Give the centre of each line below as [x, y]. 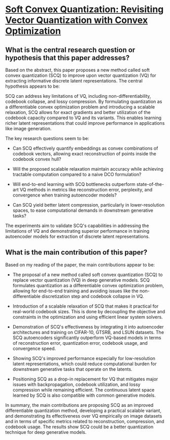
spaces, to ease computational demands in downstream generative [83, 210]
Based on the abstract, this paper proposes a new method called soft [77, 70]
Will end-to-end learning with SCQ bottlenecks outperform [74, 184]
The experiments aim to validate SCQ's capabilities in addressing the [77, 226]
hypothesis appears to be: [32, 86]
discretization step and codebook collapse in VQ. [93, 296]
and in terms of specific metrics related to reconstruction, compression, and [85, 421]
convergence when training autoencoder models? [64, 195]
